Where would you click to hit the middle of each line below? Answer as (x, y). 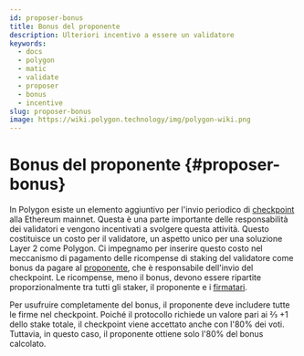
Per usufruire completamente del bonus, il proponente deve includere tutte (150, 305)
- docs (30, 52)
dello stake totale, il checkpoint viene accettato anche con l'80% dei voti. (147, 324)
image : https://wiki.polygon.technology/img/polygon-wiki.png (130, 120)
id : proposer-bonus (47, 18)
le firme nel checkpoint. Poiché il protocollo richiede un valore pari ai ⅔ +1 (149, 315)
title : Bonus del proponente (65, 26)
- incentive (41, 103)
